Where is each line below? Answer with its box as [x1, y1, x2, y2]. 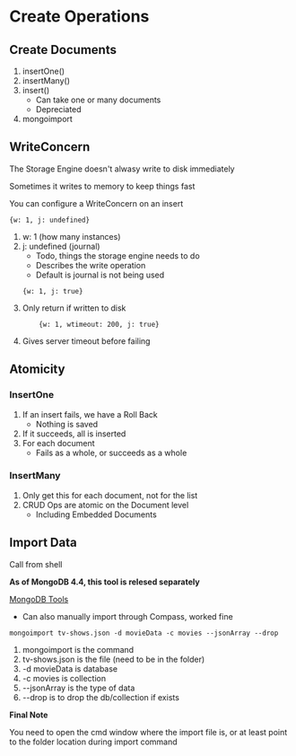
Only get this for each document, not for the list [22, 489, 198, 500]
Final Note [9, 709, 48, 720]
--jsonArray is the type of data [22, 682, 135, 693]
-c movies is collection [22, 672, 106, 683]
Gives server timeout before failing [22, 335, 151, 347]
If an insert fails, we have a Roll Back [22, 409, 159, 419]
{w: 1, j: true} [22, 286, 83, 295]
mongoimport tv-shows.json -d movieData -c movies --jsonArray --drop [9, 629, 279, 637]
